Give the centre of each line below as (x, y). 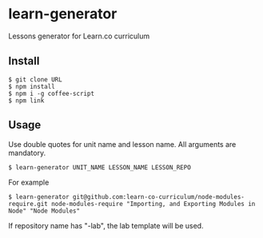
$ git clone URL (35, 79)
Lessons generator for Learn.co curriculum (79, 36)
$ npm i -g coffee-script (51, 93)
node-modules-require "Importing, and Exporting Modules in (153, 204)
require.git (28, 204)
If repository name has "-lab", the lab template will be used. (106, 225)
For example (29, 182)
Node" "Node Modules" (44, 211)
